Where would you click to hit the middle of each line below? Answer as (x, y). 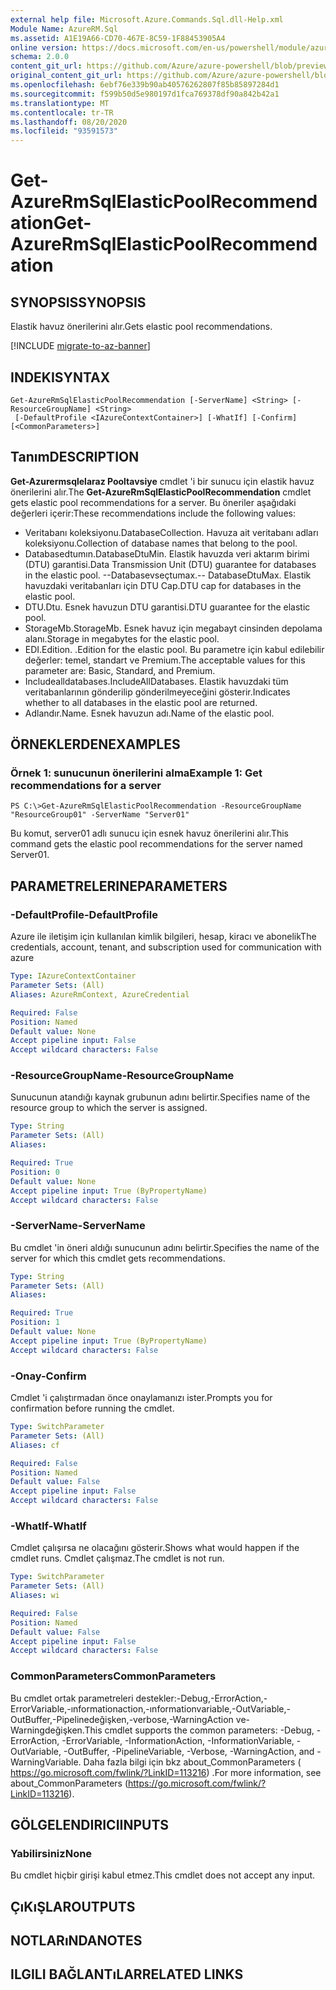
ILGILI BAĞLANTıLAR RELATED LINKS (127, 1974)
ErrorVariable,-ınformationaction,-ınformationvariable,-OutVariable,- (151, 1708)
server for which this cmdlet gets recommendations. (118, 1258)
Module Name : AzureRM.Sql (64, 29)
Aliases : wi (35, 1596)
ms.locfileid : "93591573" (64, 131)
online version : (44, 47)
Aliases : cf (35, 1445)
